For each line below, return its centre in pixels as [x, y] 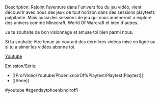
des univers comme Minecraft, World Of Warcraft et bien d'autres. [72, 23]
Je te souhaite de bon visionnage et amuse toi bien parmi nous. [69, 32]
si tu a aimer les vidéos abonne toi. [40, 47]
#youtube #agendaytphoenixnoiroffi [41, 90]
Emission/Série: [21, 66]
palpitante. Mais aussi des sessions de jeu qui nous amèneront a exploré [79, 17]
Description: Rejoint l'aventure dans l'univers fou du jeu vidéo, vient [73, 7]
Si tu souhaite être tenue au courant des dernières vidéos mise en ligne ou [80, 42]
